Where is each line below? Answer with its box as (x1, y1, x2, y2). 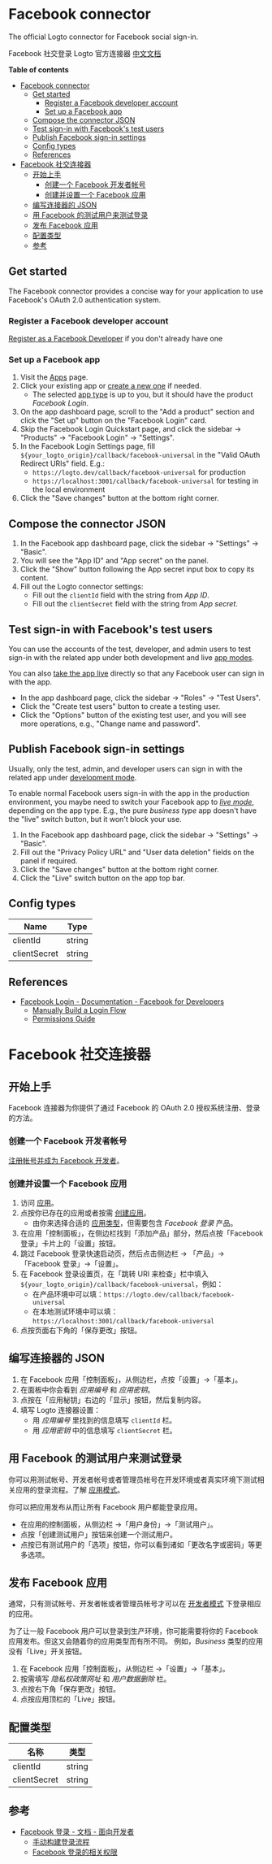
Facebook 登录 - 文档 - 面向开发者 (19, 1827, 135, 1837)
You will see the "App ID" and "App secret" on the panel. (19, 556, 209, 566)
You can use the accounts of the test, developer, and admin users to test (8, 644, 252, 654)
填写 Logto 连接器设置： (19, 1405, 101, 1414)
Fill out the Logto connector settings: (19, 582, 144, 592)
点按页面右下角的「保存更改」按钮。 (19, 1326, 142, 1335)
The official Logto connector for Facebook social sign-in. (8, 32, 199, 41)
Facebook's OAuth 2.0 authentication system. (8, 294, 161, 305)
